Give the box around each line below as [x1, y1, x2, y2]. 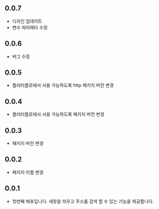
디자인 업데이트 [12, 18, 43, 24]
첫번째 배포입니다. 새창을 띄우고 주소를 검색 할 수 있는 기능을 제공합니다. [12, 198, 154, 204]
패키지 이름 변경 [12, 169, 44, 175]
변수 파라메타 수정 [12, 24, 48, 30]
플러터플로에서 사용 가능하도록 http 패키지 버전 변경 [12, 82, 114, 88]
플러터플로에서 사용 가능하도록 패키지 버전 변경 [12, 111, 104, 118]
